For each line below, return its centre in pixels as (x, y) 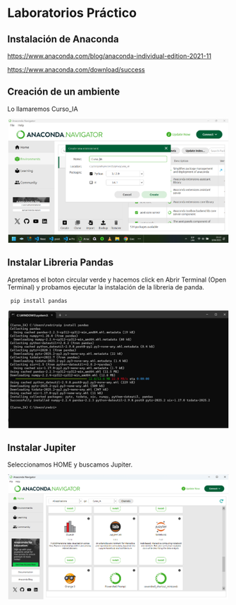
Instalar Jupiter (42, 447)
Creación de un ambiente (64, 92)
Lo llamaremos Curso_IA (43, 109)
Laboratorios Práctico (72, 13)
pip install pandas (39, 301)
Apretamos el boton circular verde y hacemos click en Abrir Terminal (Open (117, 280)
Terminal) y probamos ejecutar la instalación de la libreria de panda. (106, 287)
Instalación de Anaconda (63, 39)
